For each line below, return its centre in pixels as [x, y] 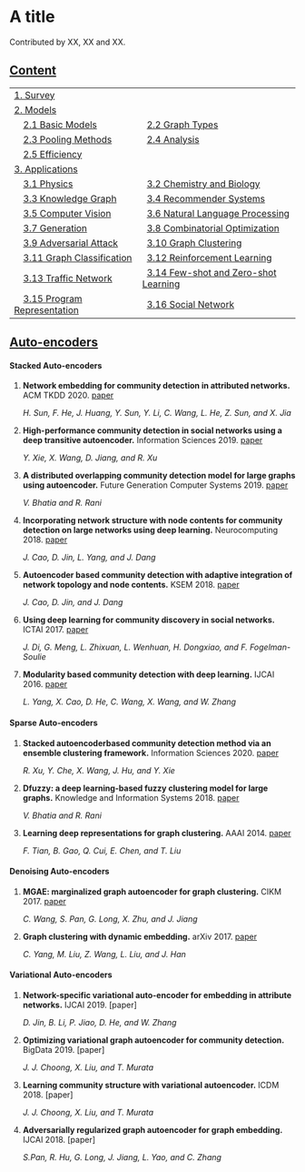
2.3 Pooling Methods [68, 139]
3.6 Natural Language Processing [218, 213]
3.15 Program [53, 298]
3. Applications [46, 168]
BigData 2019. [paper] [64, 1049]
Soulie [34, 657]
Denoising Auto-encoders [59, 872]
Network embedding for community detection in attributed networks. [156, 386]
